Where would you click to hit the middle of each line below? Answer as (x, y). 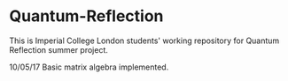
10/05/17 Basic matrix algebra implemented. (89, 67)
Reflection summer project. (59, 49)
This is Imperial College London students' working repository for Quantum (144, 40)
